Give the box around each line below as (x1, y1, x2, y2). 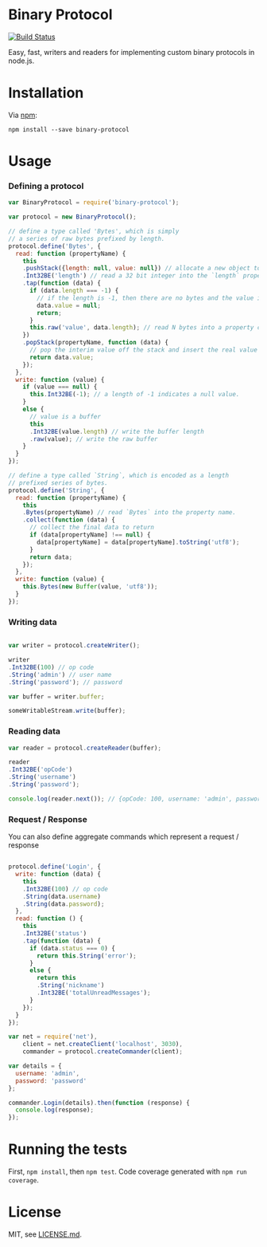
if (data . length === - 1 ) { (29, 287, 119, 295)
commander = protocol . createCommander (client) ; (22, 1048, 183, 1056)
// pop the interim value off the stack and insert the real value (29, 346, 258, 354)
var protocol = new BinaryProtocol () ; (8, 213, 137, 221)
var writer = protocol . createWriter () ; (8, 642, 141, 650)
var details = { (8, 1062, 62, 1070)
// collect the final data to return (29, 524, 155, 532)
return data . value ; (29, 353, 94, 361)
